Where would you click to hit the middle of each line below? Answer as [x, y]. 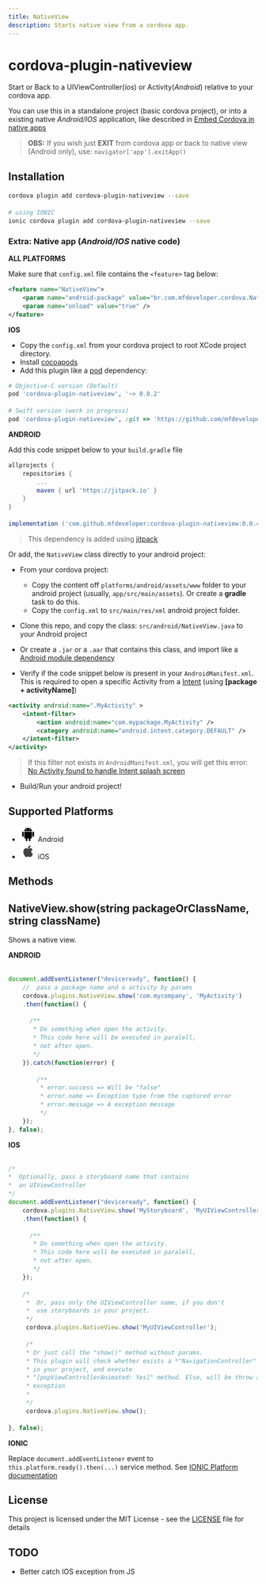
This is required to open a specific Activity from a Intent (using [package [138, 681]
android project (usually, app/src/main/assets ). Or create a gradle [139, 593]
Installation [36, 176]
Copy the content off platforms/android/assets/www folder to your [139, 585]
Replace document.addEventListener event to [81, 1458]
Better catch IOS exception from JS [77, 1572]
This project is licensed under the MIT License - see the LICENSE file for [126, 1519]
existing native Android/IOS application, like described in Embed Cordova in [131, 120]
